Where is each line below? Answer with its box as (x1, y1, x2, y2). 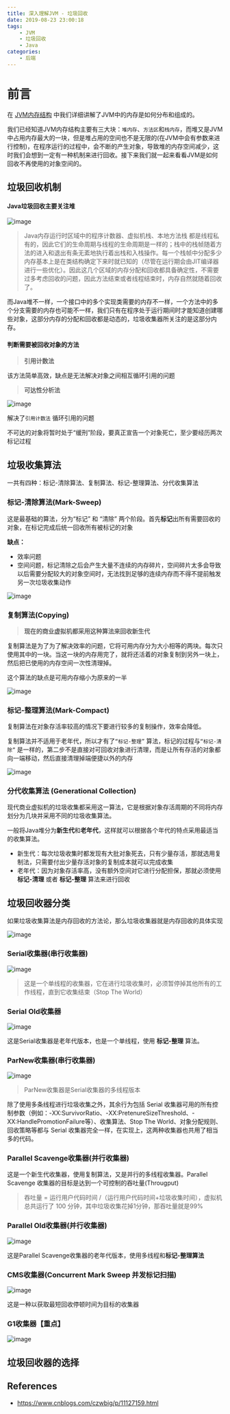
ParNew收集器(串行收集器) (7, 1055, 96, 1065)
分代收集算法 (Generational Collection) (7, 787, 137, 796)
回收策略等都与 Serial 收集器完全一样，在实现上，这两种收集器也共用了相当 (7, 1126, 219, 1135)
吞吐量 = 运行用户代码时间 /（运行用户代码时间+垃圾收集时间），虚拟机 (23, 1194, 222, 1202)
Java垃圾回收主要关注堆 (7, 202, 75, 210)
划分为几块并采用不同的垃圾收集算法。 (7, 811, 115, 820)
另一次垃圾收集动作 (16, 578, 72, 586)
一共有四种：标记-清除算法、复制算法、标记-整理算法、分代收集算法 (7, 478, 199, 487)
